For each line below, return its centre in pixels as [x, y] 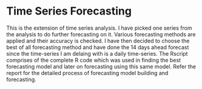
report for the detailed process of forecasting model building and [87, 73]
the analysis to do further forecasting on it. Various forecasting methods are [101, 34]
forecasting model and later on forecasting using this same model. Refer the [101, 66]
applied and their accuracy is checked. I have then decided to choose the [98, 41]
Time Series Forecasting [69, 11]
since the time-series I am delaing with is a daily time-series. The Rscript [97, 53]
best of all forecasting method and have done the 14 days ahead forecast [98, 47]
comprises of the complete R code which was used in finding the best [93, 60]
